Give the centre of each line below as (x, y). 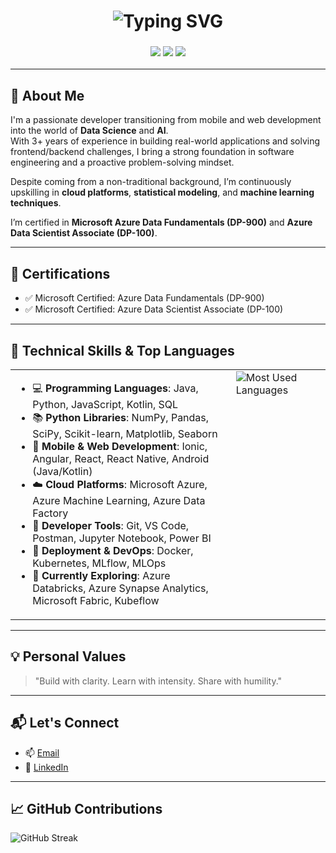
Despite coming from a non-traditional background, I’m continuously (151, 182)
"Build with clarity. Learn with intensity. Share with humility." (158, 681)
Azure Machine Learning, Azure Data (119, 500)
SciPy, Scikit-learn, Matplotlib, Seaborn (125, 433)
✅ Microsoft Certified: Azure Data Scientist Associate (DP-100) (154, 309)
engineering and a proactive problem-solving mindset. (122, 162)
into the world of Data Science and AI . (89, 131)
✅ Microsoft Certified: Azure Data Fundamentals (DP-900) (144, 298)
